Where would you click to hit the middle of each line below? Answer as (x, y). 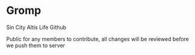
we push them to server (36, 45)
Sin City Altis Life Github (36, 27)
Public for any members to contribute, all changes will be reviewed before (98, 39)
